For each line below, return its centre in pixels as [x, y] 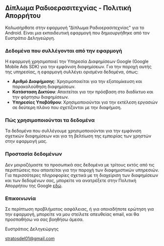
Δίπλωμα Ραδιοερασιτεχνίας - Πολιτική [68, 8]
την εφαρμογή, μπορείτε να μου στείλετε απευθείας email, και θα [72, 214]
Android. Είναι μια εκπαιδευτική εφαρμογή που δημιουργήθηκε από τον [78, 33]
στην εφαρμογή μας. [26, 141]
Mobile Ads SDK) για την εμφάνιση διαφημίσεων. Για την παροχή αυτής [78, 67]
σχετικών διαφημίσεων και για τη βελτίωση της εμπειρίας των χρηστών [78, 136]
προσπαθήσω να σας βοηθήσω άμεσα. [45, 219]
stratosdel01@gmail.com [30, 238]
